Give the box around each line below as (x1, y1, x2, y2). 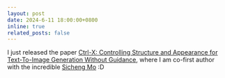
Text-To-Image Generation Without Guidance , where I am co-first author (7, 56, 215, 64)
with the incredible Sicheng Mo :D (7, 63, 104, 71)
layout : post (7, 10, 45, 17)
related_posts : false (7, 29, 70, 37)
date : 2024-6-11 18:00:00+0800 (7, 17, 98, 23)
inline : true (7, 23, 45, 30)
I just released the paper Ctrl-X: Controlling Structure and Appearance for (7, 48, 218, 57)
